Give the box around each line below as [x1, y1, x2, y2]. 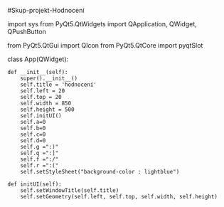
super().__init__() [20, 75, 78, 82]
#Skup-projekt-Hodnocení [7, 6, 85, 14]
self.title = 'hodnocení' [20, 81, 97, 88]
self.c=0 [20, 131, 46, 138]
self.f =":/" [20, 156, 59, 163]
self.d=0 [20, 137, 46, 144]
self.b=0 [20, 124, 46, 132]
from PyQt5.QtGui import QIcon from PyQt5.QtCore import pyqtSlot [7, 41, 203, 49]
